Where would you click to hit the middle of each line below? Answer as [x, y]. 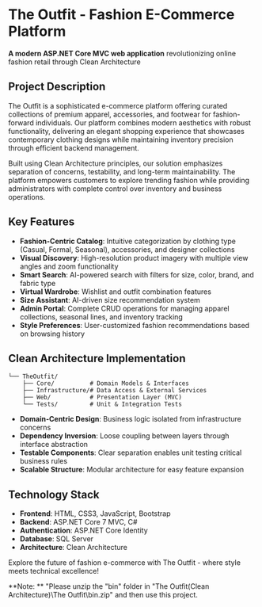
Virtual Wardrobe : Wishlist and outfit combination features [116, 292]
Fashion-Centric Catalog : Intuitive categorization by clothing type [127, 241]
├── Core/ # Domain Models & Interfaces [106, 384]
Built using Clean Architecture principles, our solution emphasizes [116, 163]
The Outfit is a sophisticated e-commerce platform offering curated [118, 105]
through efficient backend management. [74, 147]
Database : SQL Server [56, 539]
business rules [44, 461]
